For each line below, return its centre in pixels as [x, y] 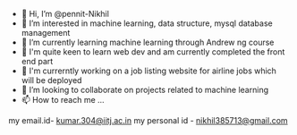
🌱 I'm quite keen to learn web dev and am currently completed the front [153, 52]
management [46, 33]
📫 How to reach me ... [63, 100]
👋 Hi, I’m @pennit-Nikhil [65, 14]
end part [37, 61]
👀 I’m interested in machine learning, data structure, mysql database [147, 23]
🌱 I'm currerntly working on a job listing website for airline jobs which [148, 71]
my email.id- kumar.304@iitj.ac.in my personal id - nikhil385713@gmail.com [148, 120]
